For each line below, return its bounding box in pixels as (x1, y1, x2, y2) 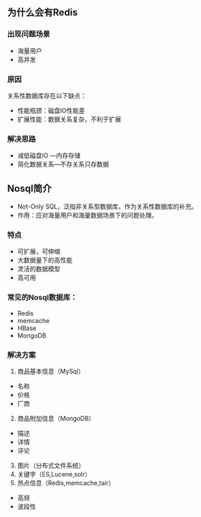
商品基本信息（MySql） (17, 367, 85, 375)
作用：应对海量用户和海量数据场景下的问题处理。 (17, 211, 158, 220)
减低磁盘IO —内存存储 (17, 151, 81, 160)
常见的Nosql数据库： (7, 292, 78, 302)
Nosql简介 (7, 182, 52, 194)
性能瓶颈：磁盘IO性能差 (17, 106, 86, 114)
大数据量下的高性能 (17, 256, 73, 264)
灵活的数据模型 (17, 264, 61, 274)
